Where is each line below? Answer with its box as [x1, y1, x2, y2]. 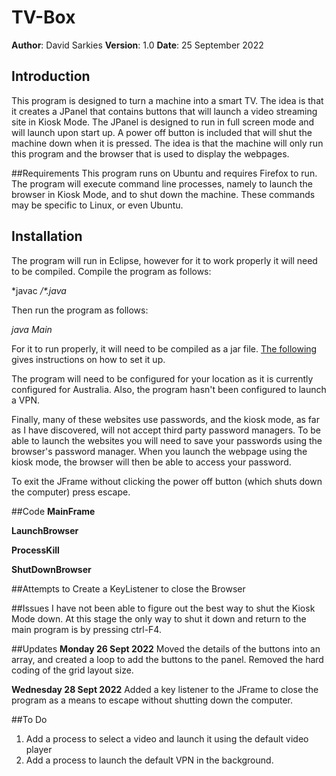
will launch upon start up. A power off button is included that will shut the [11, 126, 313, 138]
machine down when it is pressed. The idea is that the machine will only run [11, 137, 324, 149]
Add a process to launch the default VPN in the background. [25, 754, 274, 766]
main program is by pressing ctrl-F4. [11, 623, 162, 635]
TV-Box [11, 6, 76, 29]
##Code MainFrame [11, 505, 96, 517]
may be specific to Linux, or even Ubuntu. [11, 199, 184, 211]
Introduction [11, 68, 91, 85]
